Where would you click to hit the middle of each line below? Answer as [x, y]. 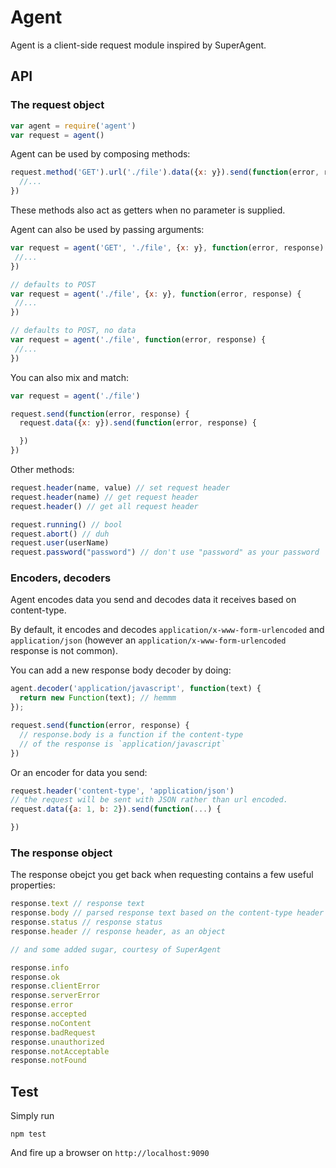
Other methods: [42, 469]
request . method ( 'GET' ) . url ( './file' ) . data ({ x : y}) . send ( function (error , [165, 172]
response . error [42, 1005]
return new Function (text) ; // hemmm [98, 698]
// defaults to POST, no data [73, 331]
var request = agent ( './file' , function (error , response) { [138, 340]
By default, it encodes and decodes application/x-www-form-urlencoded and [167, 630]
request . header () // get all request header [104, 506]
